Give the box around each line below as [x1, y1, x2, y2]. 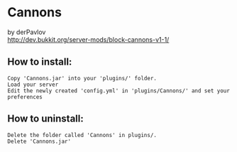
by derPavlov [7, 28, 46, 36]
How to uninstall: [7, 113, 84, 125]
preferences [7, 93, 43, 100]
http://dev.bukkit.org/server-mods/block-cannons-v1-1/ [7, 35, 170, 43]
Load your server [7, 81, 59, 88]
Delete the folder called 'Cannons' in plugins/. [7, 131, 158, 139]
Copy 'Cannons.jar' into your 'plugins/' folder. [7, 75, 158, 82]
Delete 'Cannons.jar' [7, 138, 72, 145]
